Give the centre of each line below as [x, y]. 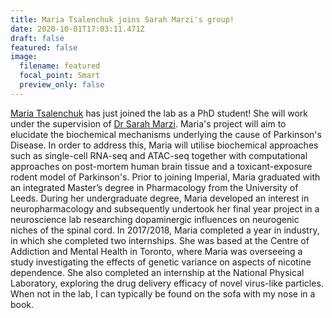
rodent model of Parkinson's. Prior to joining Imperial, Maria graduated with [165, 177]
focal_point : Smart [60, 76]
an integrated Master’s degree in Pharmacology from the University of [154, 187]
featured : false [44, 47]
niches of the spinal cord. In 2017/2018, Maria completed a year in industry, [165, 230]
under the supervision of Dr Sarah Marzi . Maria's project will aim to [148, 123]
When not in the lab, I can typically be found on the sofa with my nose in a [163, 293]
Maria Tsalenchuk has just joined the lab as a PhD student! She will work [159, 113]
